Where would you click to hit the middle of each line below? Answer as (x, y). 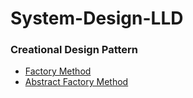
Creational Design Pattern (74, 50)
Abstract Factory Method (76, 82)
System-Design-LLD (97, 18)
